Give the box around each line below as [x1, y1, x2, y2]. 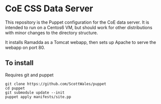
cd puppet [5, 86, 26, 91]
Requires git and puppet [5, 72, 54, 78]
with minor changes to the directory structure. [5, 30, 98, 35]
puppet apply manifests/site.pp [5, 94, 71, 99]
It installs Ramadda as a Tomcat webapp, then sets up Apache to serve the [5, 39, 156, 45]
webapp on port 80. [5, 44, 45, 50]
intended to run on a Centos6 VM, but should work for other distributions [5, 24, 153, 30]
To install [5, 59, 34, 67]
